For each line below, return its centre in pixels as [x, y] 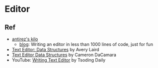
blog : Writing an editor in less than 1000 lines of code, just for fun [86, 44]
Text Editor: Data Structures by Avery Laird [56, 50]
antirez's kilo [25, 39]
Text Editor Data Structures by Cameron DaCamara [64, 55]
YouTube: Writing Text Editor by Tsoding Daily [59, 60]
